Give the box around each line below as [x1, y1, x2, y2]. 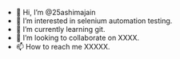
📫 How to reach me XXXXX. [15, 42, 110, 51]
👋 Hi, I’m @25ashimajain [15, 8, 96, 17]
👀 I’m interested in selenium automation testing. [15, 16, 173, 26]
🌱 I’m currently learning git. [15, 25, 106, 33]
